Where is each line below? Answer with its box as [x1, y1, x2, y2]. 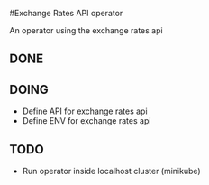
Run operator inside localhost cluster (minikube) [22, 166, 201, 177]
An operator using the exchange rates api [9, 25, 164, 35]
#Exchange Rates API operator [9, 8, 123, 18]
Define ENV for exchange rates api [22, 116, 151, 126]
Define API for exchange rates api [22, 106, 148, 116]
